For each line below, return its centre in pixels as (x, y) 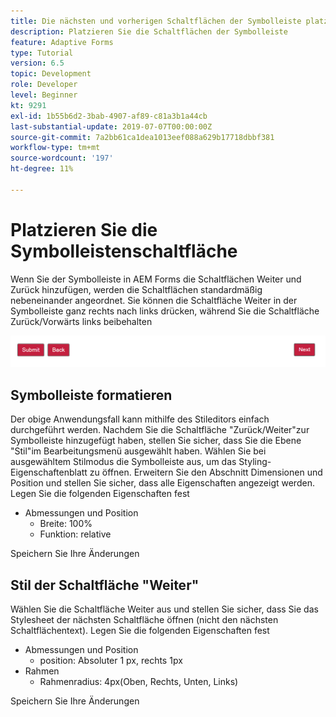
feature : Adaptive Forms (62, 42)
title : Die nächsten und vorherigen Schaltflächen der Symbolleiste (156, 21)
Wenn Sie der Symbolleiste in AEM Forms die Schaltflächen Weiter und (156, 279)
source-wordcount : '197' (62, 158)
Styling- (255, 462)
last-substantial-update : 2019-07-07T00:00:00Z (111, 126)
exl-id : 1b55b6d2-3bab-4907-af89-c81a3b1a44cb (109, 116)
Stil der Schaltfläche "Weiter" (105, 585)
